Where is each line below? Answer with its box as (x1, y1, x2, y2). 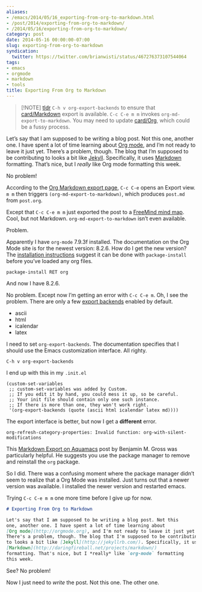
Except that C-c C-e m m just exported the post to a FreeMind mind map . (6, 208, 185, 215)
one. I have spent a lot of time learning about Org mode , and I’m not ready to (6, 141, 196, 148)
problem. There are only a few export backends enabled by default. (6, 298, 173, 305)
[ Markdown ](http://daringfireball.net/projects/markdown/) (6, 545, 158, 551)
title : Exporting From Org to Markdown (6, 88, 106, 94)
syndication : (6, 48, 39, 54)
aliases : (6, 8, 28, 15)
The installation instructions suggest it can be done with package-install (6, 251, 187, 258)
